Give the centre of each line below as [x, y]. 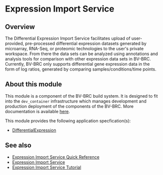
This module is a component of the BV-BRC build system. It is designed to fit [81, 96]
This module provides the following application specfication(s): [68, 121]
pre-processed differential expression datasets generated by [86, 44]
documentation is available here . [38, 111]
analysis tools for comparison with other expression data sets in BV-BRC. [78, 59]
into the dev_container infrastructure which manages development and [76, 101]
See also [18, 145]
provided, [15, 44]
